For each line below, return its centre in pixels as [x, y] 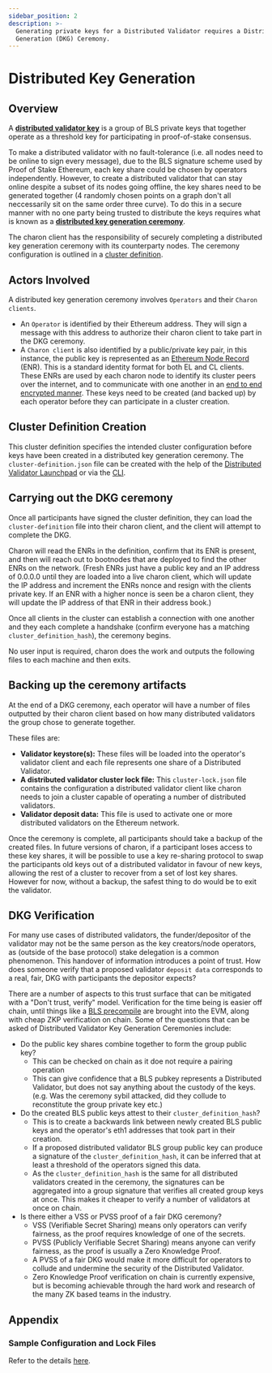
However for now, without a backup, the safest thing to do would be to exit [133, 881]
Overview [34, 108]
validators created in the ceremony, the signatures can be [128, 1182]
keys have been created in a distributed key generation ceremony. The [126, 455]
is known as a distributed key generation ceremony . [97, 222]
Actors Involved [49, 280]
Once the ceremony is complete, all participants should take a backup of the [136, 838]
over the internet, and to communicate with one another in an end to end [141, 384]
